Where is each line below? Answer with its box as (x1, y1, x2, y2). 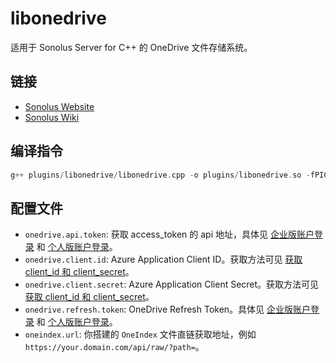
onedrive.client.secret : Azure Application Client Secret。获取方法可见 (24, 278, 320, 291)
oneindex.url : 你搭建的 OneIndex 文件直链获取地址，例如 (24, 328, 257, 341)
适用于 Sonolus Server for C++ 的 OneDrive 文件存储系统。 (10, 41, 253, 53)
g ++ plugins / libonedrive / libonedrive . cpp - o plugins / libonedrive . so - (10, 170, 311, 180)
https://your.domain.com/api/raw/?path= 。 (24, 341, 205, 353)
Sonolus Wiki (24, 111, 80, 123)
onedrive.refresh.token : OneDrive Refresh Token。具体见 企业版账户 (24, 303, 312, 316)
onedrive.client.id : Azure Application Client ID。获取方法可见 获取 (24, 253, 303, 266)
